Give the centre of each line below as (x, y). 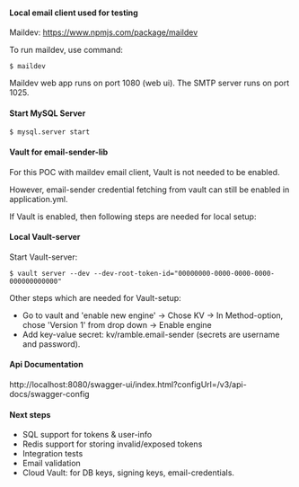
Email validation (51, 464)
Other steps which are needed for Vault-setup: (95, 297)
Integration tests (53, 454)
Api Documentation (46, 365)
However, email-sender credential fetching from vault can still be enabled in (149, 190)
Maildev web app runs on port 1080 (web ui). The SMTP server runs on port (149, 83)
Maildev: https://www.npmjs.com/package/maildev (104, 32)
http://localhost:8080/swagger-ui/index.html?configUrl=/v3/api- (128, 385)
